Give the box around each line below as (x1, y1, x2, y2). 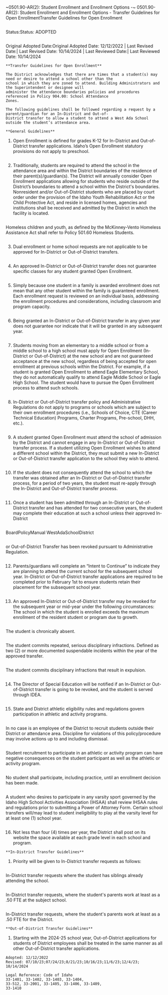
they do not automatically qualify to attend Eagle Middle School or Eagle (12, 374, 161, 380)
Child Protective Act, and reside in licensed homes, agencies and (12, 199, 147, 205)
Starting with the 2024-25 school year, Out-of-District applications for (12, 935, 157, 940)
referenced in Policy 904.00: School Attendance (5, 94, 109, 99)
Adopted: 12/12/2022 (5, 955, 49, 960)
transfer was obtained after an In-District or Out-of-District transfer (12, 475, 151, 480)
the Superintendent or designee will (5, 85, 84, 90)
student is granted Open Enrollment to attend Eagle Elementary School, (12, 369, 160, 374)
